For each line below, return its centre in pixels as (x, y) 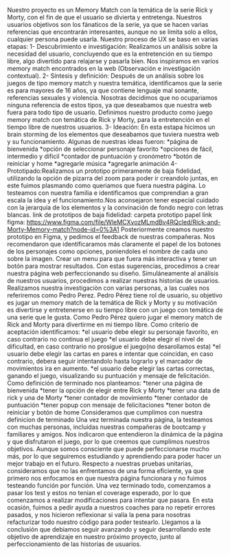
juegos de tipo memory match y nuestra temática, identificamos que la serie (115, 83)
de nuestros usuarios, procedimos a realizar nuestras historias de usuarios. (114, 281)
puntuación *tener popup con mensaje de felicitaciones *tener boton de (109, 405)
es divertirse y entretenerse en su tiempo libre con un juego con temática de (115, 310)
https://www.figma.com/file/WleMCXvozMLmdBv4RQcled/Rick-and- (124, 222)
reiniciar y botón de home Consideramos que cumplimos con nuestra (105, 412)
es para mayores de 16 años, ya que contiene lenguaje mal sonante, (103, 90)
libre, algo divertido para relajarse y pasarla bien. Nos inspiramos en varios (113, 61)
